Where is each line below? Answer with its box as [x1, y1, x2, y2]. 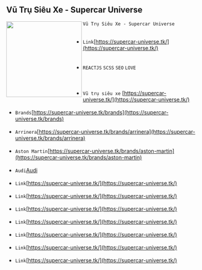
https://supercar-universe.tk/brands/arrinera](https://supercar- [39, 128, 196, 135]
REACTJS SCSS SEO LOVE [83, 65, 136, 71]
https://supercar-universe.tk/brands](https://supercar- [33, 108, 169, 116]
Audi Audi [14, 166, 38, 174]
